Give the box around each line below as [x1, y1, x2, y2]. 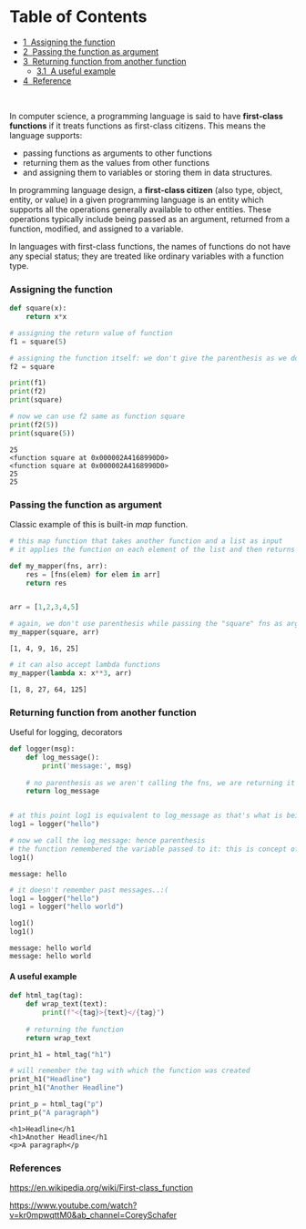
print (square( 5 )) [9, 428, 76, 438]
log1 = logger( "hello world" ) [9, 902, 125, 912]
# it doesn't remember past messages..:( [9, 886, 169, 895]
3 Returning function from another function [22, 56, 187, 67]
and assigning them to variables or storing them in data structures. [22, 167, 273, 178]
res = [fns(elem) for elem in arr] [25, 569, 161, 579]
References [9, 1162, 62, 1174]
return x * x [25, 312, 67, 322]
